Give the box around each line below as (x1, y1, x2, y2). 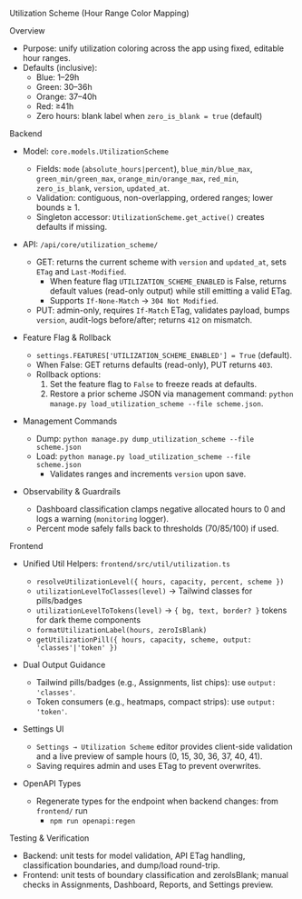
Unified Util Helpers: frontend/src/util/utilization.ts (22, 558, 231, 569)
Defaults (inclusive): (22, 63, 98, 73)
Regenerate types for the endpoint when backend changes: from (35, 795, 279, 806)
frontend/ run (35, 805, 88, 816)
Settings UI (22, 724, 64, 734)
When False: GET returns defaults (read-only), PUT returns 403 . (35, 359, 274, 370)
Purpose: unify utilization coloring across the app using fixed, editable (22, 43, 285, 54)
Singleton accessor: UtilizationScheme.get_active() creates (35, 212, 265, 222)
